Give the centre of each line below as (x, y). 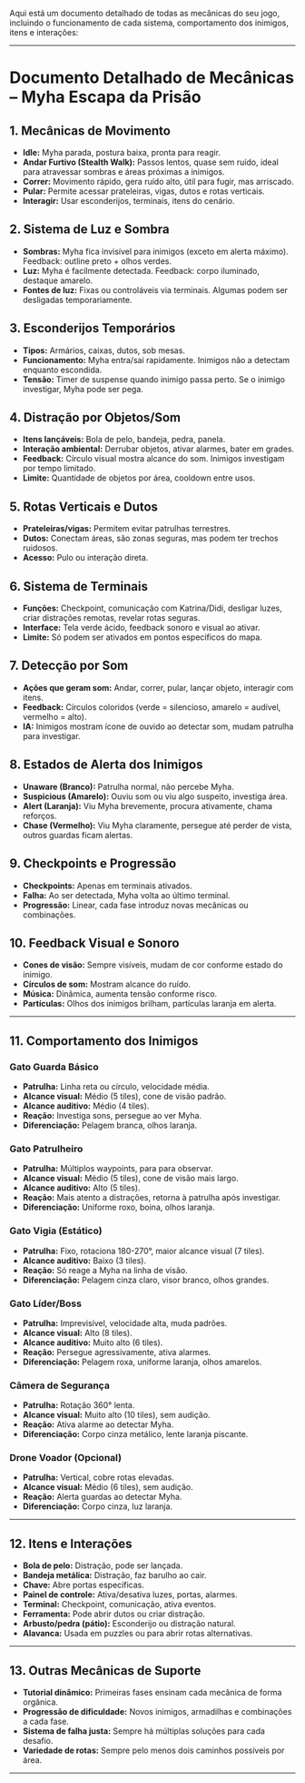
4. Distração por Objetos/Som (95, 418)
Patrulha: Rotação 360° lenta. (79, 1405)
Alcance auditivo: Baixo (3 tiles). (84, 1261)
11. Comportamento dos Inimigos (104, 1041)
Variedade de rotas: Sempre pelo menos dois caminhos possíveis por (153, 1750)
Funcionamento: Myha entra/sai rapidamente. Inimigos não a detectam (156, 360)
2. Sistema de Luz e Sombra (89, 230)
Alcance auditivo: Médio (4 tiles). (86, 1106)
